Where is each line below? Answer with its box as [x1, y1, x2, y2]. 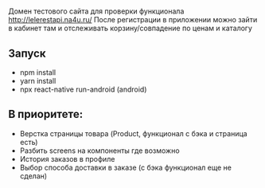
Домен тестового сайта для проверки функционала [8, 6, 185, 16]
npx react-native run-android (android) [19, 84, 147, 94]
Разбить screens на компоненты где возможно [19, 146, 181, 155]
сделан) [19, 170, 48, 181]
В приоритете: [8, 108, 84, 121]
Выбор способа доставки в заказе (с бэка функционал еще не [19, 163, 232, 172]
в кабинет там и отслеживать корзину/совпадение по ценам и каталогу [8, 23, 253, 33]
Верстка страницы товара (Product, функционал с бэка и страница [19, 128, 248, 138]
